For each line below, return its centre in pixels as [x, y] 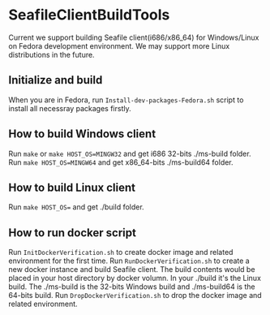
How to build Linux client [72, 187]
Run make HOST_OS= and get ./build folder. [76, 207]
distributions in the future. [51, 54]
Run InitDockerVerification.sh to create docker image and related [121, 252]
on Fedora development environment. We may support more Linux [119, 45]
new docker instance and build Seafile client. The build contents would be [132, 270]
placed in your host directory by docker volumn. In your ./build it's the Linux [135, 278]
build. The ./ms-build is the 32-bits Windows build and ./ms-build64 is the [132, 287]
